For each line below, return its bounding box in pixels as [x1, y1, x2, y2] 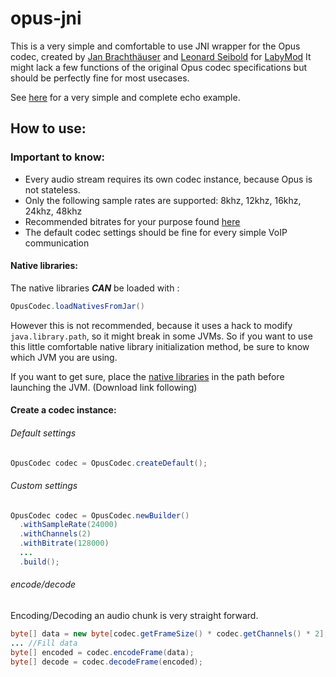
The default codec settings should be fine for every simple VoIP [24, 226, 288, 238]
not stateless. [24, 183, 81, 196]
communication [24, 237, 90, 249]
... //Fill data [10, 638, 78, 648]
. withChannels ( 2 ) [19, 529, 92, 539]
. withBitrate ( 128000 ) [19, 538, 110, 549]
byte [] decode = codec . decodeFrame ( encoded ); [10, 657, 203, 667]
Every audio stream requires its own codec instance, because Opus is [24, 173, 313, 185]
